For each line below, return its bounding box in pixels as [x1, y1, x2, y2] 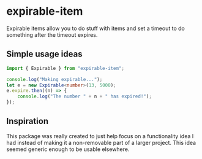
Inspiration [6, 116, 49, 126]
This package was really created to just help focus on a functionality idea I [6, 132, 194, 139]
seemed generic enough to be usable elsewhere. [6, 145, 130, 153]
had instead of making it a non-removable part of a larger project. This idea [6, 139, 196, 146]
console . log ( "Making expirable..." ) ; [6, 76, 103, 82]
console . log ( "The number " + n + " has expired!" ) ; [17, 93, 152, 99]
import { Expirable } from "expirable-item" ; [6, 65, 124, 71]
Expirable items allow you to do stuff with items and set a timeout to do [6, 25, 185, 32]
